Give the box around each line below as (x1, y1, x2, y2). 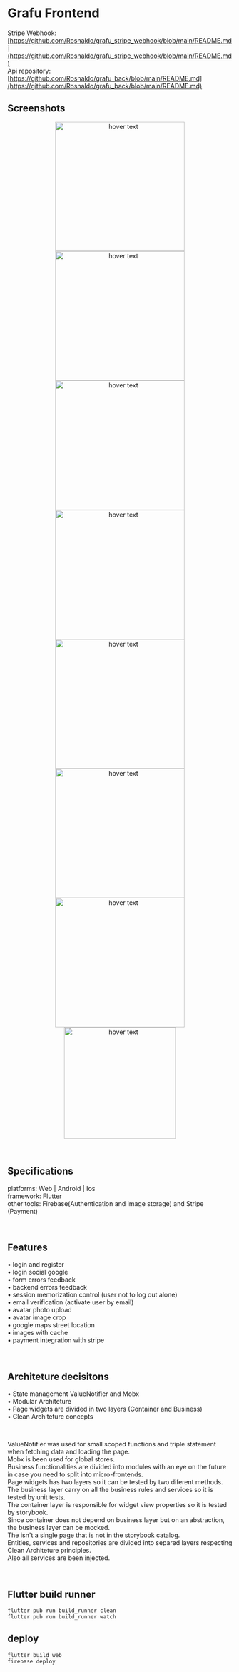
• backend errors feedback (7, 1283, 88, 1292)
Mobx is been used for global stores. (7, 1455, 116, 1464)
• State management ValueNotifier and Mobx (7, 1389, 140, 1398)
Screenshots (7, 102, 66, 115)
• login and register (7, 1260, 64, 1269)
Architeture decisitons (7, 1370, 109, 1382)
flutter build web (7, 1651, 62, 1658)
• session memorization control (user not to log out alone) (7, 1290, 178, 1299)
